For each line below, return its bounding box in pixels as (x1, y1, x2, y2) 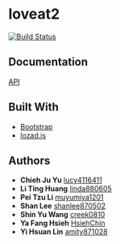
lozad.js (19, 131, 47, 140)
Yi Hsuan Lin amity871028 (19, 227, 108, 237)
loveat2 (8, 5, 60, 24)
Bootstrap (19, 122, 53, 131)
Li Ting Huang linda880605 (19, 184, 113, 194)
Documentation (8, 55, 89, 69)
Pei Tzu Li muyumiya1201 (19, 192, 104, 203)
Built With (8, 101, 59, 114)
